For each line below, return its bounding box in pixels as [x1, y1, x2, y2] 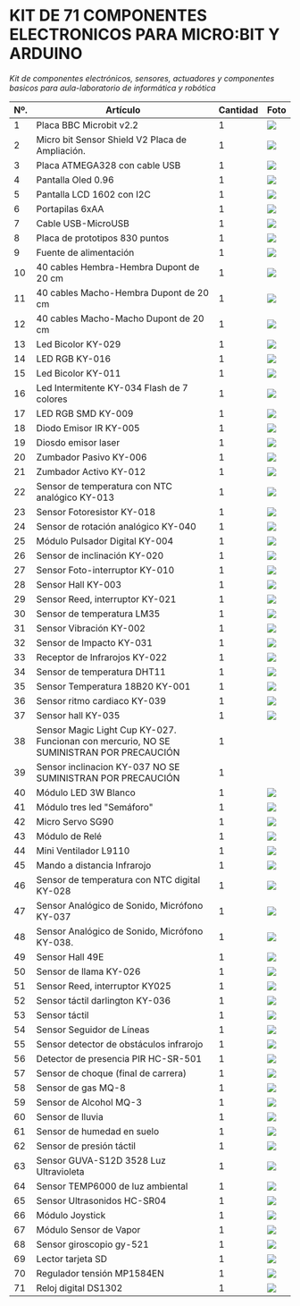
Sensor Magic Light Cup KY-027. [36, 724, 177, 736]
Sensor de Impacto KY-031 [36, 636, 154, 649]
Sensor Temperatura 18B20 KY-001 [36, 680, 191, 692]
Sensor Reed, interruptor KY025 [36, 979, 171, 992]
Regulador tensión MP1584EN [36, 1267, 164, 1279]
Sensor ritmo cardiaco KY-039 [36, 694, 167, 707]
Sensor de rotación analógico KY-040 [36, 520, 196, 532]
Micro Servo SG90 [36, 815, 114, 827]
